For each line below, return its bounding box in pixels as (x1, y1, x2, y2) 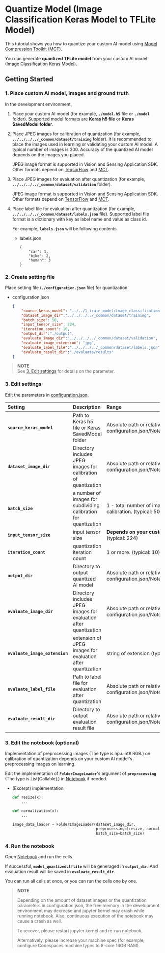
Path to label (73, 673, 102, 680)
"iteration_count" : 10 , (21, 327, 70, 331)
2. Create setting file (5, 273, 55, 280)
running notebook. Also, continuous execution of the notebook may (17, 913, 154, 919)
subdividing (73, 502, 100, 509)
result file (73, 724, 95, 731)
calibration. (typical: (106, 508, 152, 515)
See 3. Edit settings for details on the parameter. (17, 368, 115, 374)
